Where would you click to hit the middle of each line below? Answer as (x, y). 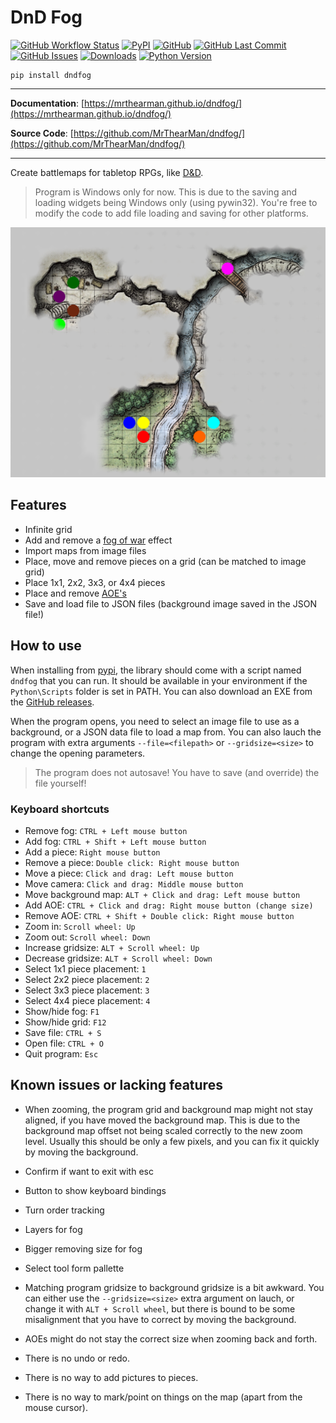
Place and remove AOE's (75, 593)
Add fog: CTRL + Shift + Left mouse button (115, 841)
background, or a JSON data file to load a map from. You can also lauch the (166, 732)
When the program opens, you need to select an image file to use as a (155, 721)
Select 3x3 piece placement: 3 (87, 990)
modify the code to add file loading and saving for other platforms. (171, 213)
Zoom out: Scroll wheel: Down (87, 937)
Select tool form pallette (74, 1268)
